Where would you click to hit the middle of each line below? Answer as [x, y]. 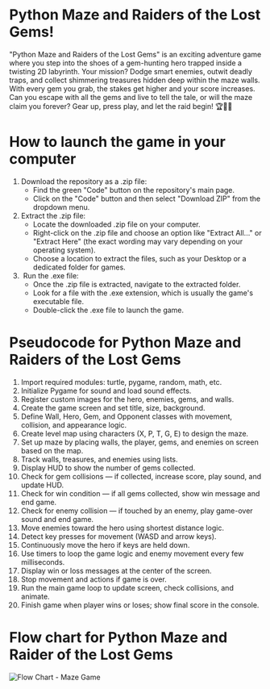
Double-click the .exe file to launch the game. [108, 310]
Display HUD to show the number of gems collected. [108, 468]
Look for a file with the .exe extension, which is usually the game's [143, 293]
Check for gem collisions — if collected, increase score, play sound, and [141, 476]
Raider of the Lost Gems [91, 654]
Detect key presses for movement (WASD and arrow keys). [118, 536]
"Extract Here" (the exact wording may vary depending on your [138, 241]
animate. [35, 596]
